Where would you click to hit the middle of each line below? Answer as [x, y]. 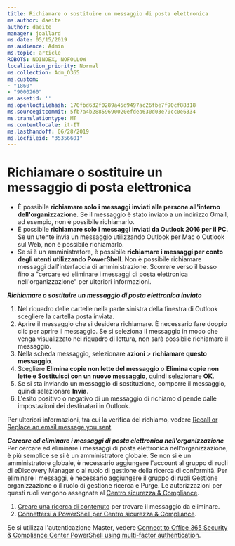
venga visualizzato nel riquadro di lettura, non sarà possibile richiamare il [123, 339]
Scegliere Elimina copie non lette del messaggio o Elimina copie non [118, 369]
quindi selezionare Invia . [53, 391]
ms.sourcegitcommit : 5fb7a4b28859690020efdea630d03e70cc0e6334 [102, 112]
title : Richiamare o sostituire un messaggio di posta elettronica [108, 14]
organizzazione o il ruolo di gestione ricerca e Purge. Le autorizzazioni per [115, 486]
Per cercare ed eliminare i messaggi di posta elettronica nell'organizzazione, [117, 448]
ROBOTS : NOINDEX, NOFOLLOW [47, 60]
